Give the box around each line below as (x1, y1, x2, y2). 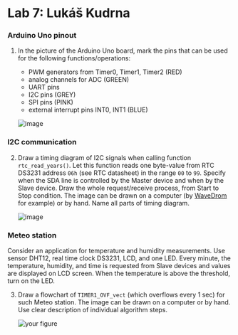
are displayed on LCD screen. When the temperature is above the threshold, (7, 269, 230, 278)
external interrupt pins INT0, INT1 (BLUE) (28, 105, 148, 115)
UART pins (28, 83, 61, 92)
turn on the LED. (7, 277, 55, 285)
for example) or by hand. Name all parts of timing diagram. (17, 198, 190, 207)
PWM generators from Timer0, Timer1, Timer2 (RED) (28, 68, 183, 76)
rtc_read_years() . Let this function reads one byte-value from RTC (17, 161, 215, 169)
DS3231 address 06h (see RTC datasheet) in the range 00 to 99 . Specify (17, 169, 226, 177)
